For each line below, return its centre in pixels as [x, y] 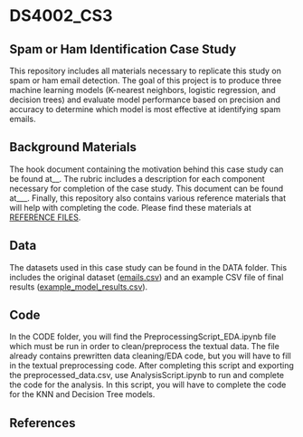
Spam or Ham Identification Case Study [123, 49]
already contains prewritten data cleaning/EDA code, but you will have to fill [150, 356]
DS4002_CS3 [61, 16]
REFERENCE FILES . [45, 217]
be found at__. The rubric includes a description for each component [137, 178]
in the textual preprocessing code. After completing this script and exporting [151, 366]
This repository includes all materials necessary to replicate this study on [146, 71]
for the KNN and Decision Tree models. [82, 394]
